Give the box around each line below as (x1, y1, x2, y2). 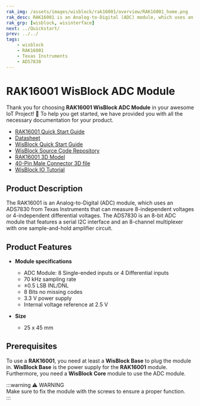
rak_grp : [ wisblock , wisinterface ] (6, 20, 95, 26)
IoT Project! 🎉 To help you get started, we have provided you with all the (6, 110, 183, 117)
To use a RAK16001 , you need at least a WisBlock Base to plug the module (6, 357, 192, 364)
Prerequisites (6, 341, 57, 352)
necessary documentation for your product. (6, 117, 113, 124)
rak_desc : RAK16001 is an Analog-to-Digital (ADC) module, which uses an (6, 14, 194, 20)
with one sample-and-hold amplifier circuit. (6, 225, 113, 232)
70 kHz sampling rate (23, 275, 76, 283)
